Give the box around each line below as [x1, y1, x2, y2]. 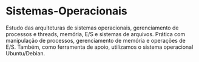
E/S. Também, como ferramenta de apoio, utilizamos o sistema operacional [5, 43, 194, 51]
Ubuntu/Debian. [5, 49, 46, 57]
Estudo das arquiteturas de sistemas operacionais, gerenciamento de [5, 24, 179, 31]
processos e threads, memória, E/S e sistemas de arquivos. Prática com [5, 30, 186, 37]
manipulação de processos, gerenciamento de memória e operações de [5, 37, 186, 44]
